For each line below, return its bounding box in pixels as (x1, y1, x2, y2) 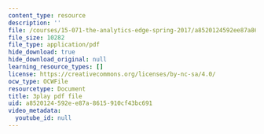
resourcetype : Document (8, 84, 86, 93)
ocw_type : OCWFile (8, 77, 68, 85)
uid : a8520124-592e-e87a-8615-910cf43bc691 (8, 99, 153, 107)
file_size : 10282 (8, 33, 65, 42)
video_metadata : (8, 107, 61, 115)
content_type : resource (8, 11, 86, 20)
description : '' (8, 19, 61, 27)
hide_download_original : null (8, 56, 108, 64)
